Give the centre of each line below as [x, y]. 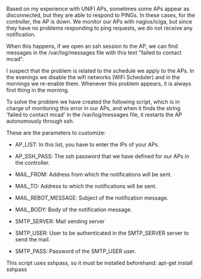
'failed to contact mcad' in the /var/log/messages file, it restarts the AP [94, 115]
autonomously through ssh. [40, 121]
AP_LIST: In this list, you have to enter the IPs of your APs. [87, 144]
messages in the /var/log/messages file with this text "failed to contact [94, 53]
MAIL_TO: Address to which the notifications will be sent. [86, 186]
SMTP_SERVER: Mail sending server [60, 221]
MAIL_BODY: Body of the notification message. [73, 209]
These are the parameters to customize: [56, 133]
